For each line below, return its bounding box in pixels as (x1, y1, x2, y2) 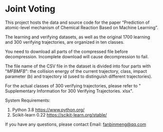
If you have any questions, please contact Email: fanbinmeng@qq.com (5, 121, 146, 127)
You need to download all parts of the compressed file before (5, 49, 128, 54)
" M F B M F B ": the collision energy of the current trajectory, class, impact (5, 68, 147, 74)
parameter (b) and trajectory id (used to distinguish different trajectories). (5, 73, 152, 79)
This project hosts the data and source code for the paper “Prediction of (5, 19, 150, 25)
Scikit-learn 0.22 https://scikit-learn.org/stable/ (12, 112, 107, 117)
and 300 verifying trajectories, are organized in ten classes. (5, 39, 125, 45)
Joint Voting (5, 3, 55, 15)
